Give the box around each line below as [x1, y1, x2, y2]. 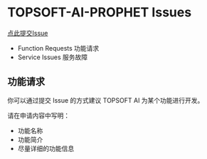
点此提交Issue [7, 29, 48, 37]
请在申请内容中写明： [7, 111, 70, 120]
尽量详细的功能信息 [17, 144, 75, 153]
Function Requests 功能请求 [17, 43, 100, 52]
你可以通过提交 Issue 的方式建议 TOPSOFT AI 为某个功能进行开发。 [7, 96, 204, 104]
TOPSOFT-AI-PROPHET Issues [7, 4, 192, 21]
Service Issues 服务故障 [17, 53, 88, 61]
